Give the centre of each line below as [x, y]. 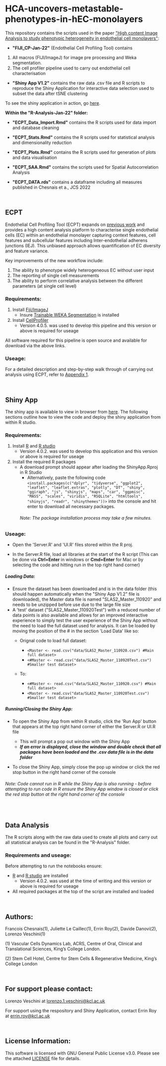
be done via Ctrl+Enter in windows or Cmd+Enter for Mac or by [78, 560]
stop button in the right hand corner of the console [64, 772]
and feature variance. [27, 251]
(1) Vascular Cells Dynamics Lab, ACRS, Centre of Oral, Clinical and [74, 944]
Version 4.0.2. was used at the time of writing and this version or [86, 881]
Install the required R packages [44, 462]
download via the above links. [35, 346]
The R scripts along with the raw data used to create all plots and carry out [81, 837]
